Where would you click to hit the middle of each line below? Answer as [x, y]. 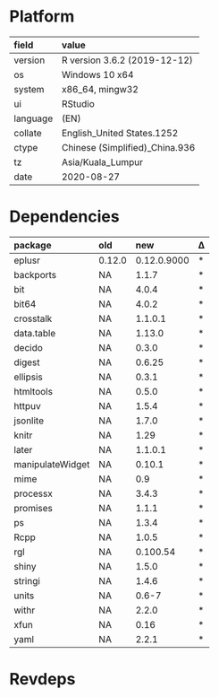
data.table [35, 333]
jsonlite [29, 421]
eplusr [27, 260]
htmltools [34, 391]
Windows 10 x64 [97, 74]
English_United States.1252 [120, 133]
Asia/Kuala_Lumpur [102, 161]
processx [34, 493]
